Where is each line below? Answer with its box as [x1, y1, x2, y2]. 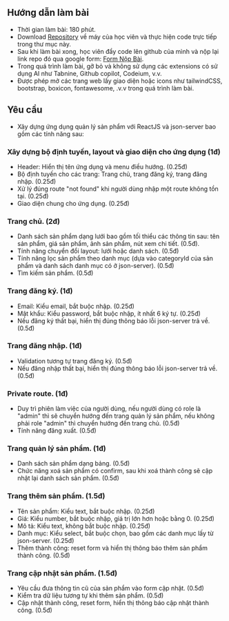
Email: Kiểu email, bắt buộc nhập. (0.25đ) [17, 302, 135, 310]
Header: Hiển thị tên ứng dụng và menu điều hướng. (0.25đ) [17, 162, 188, 171]
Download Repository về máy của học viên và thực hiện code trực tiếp [17, 32, 217, 41]
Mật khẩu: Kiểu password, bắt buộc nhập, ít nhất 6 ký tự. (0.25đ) [17, 309, 201, 318]
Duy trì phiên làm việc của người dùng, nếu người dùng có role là [17, 405, 201, 413]
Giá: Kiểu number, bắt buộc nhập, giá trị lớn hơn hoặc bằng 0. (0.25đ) [17, 514, 215, 522]
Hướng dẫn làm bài [7, 7, 90, 19]
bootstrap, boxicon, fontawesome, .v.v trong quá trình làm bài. [17, 84, 195, 92]
